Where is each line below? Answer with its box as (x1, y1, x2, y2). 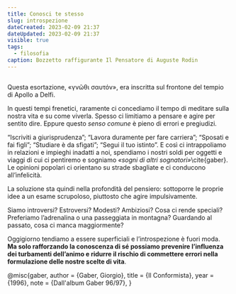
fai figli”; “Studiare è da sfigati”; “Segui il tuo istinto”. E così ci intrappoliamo (7, 141, 227, 149)
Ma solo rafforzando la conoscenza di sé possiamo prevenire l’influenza (7, 242, 224, 251)
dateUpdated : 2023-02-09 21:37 (7, 30, 100, 38)
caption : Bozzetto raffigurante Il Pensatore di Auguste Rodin (7, 57, 198, 64)
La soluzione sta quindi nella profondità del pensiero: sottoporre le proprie (7, 185, 224, 193)
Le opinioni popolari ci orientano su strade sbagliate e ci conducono (7, 163, 206, 172)
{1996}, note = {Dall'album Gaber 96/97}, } (7, 278, 133, 288)
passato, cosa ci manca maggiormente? (7, 221, 124, 229)
